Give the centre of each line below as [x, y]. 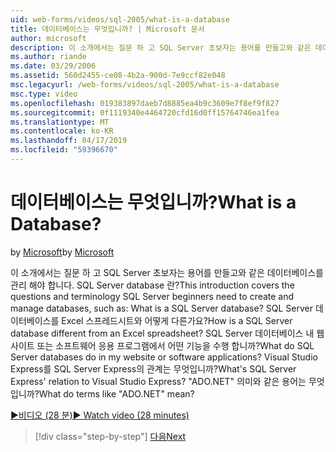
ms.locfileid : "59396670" [64, 150]
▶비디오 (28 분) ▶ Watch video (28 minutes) [100, 415]
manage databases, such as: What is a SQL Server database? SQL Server [161, 308]
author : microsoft [48, 38]
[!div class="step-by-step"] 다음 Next [110, 436]
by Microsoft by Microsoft [62, 252]
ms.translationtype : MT [60, 122]
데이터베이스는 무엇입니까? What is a [153, 202]
